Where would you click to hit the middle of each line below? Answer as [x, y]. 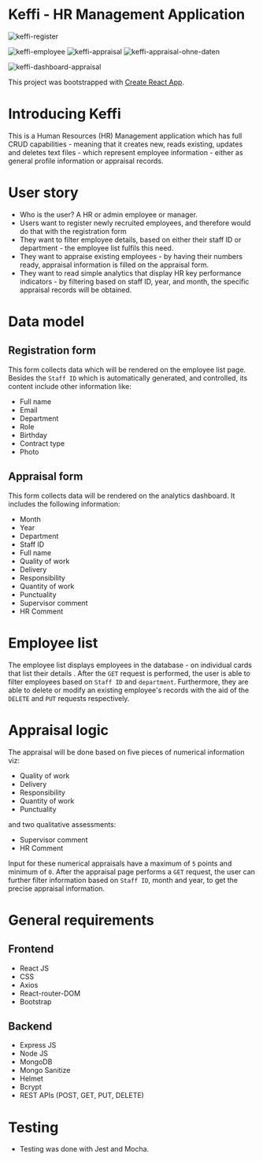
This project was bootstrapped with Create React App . [96, 82]
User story [43, 193]
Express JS [38, 1045]
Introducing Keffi [65, 114]
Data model [46, 321]
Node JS [34, 1054]
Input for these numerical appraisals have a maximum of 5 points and [120, 863]
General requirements [81, 920]
